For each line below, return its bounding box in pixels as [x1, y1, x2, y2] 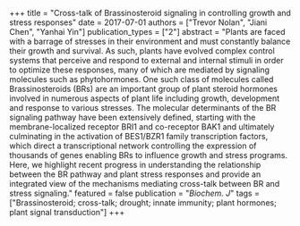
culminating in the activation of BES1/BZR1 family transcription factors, [9, 131, 269, 141]
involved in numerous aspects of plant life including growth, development [9, 93, 280, 104]
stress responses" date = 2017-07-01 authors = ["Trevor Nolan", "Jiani [9, 17, 268, 28]
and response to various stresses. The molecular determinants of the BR [9, 103, 277, 113]
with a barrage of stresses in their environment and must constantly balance [9, 36, 291, 46]
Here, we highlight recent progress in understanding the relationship [9, 160, 261, 170]
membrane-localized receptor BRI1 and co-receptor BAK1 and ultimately [9, 121, 275, 132]
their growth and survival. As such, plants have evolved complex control [9, 46, 275, 56]
